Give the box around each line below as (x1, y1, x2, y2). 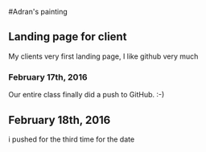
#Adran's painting (8, 7, 68, 16)
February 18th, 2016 (8, 113, 111, 127)
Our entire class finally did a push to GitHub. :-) (8, 90, 165, 100)
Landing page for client (8, 30, 127, 43)
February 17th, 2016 (8, 72, 88, 83)
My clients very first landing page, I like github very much (8, 51, 199, 61)
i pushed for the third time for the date (8, 134, 135, 144)
